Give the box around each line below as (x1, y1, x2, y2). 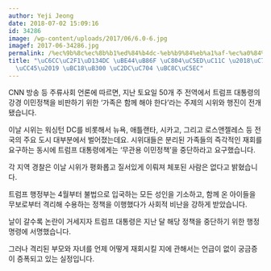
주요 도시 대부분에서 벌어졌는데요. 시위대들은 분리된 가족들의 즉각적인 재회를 (23, 135, 263, 144)
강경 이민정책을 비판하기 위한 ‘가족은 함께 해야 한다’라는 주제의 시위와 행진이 (8, 98, 247, 107)
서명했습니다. (29, 227, 71, 236)
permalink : (8, 49, 45, 57)
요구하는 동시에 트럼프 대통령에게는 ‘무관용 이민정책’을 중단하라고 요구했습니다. (8, 144, 256, 154)
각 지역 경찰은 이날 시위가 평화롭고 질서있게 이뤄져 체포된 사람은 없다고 (8, 162, 230, 172)
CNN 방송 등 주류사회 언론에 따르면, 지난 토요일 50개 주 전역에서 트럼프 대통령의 (8, 87, 261, 97)
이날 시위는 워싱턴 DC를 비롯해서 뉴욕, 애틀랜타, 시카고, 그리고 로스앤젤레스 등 (8, 124, 252, 134)
